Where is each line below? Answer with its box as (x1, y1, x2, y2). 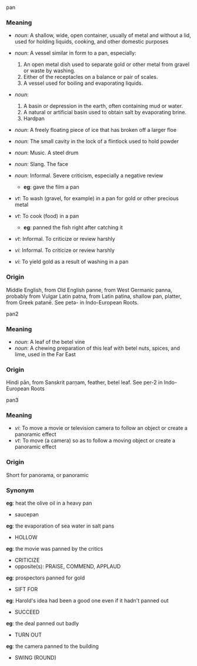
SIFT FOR (14, 586, 38, 593)
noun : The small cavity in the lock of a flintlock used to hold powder (14, 138, 179, 145)
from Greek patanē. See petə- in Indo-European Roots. (6, 299, 139, 306)
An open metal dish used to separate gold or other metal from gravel (23, 61, 190, 68)
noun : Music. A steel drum (14, 149, 79, 157)
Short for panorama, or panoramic (6, 471, 89, 478)
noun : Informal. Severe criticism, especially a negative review (14, 172, 163, 179)
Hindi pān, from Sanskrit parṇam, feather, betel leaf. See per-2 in (6, 379, 163, 386)
